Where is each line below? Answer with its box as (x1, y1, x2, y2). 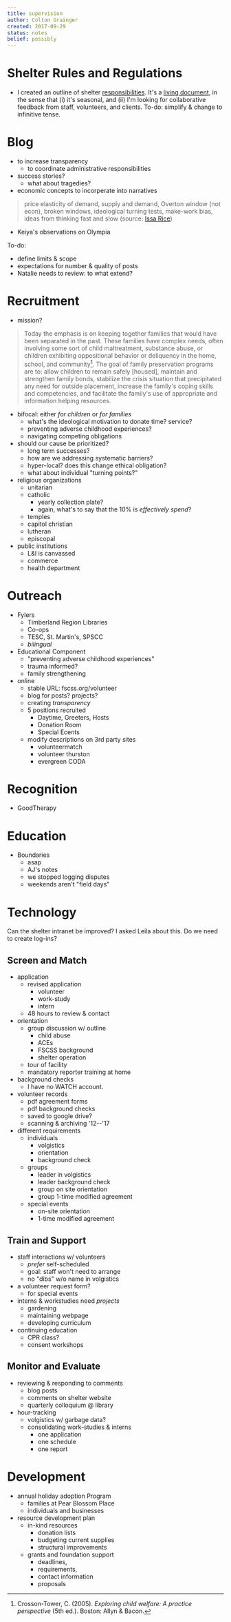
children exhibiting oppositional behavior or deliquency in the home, (23, 351, 217, 359)
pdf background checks (27, 1104, 96, 1113)
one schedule (37, 1437, 77, 1446)
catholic (27, 490, 50, 498)
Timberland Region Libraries (27, 618, 108, 626)
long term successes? (27, 446, 90, 455)
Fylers (16, 611, 35, 619)
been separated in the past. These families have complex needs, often (23, 336, 223, 345)
